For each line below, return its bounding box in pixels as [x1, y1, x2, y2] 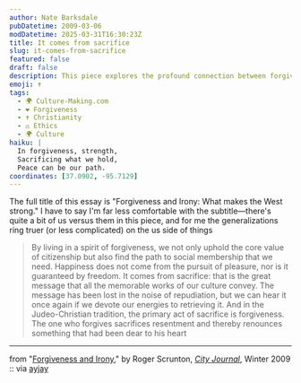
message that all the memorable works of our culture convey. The [30, 280, 275, 292]
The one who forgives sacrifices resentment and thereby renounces [30, 318, 283, 329]
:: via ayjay [9, 363, 49, 374]
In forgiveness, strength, [17, 146, 118, 155]
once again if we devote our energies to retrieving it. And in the [30, 300, 264, 310]
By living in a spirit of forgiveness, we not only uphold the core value [30, 242, 285, 253]
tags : [9, 88, 30, 97]
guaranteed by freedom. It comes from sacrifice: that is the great [30, 271, 271, 282]
